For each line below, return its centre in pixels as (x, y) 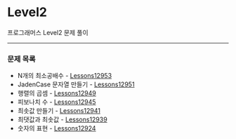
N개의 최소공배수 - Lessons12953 (65, 76)
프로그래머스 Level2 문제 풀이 (48, 32)
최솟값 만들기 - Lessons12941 (59, 111)
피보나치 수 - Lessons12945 (57, 102)
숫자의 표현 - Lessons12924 (57, 128)
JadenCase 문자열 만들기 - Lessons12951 (76, 84)
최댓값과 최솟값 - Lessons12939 (62, 119)
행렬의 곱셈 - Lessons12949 (57, 93)
